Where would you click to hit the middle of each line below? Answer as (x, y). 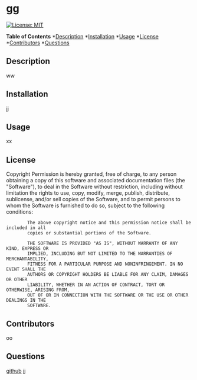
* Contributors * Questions (38, 43)
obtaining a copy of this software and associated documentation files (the (96, 181)
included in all (26, 228)
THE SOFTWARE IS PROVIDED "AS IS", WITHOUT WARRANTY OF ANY (103, 244)
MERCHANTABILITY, (27, 259)
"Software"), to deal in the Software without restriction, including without (94, 187)
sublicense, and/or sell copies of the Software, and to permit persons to (93, 199)
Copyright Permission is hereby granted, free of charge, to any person (91, 174)
